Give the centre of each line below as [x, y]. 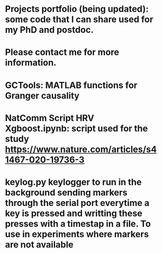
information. [31, 63]
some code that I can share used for [79, 19]
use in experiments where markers [77, 234]
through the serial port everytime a [77, 203]
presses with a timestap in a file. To [78, 224]
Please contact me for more [62, 52]
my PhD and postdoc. [50, 30]
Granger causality [42, 95]
